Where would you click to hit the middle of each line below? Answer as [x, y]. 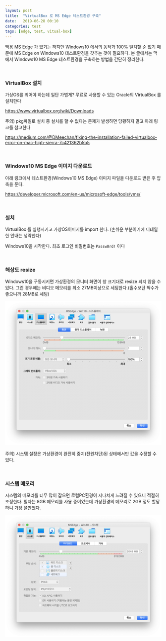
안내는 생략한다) [26, 236]
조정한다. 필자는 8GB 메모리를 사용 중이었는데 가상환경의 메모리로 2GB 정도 [78, 502]
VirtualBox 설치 [24, 83]
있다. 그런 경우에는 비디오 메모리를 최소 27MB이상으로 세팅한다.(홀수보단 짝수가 [82, 288]
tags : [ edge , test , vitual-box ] [38, 32]
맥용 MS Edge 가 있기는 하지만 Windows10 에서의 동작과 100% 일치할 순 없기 [81, 47]
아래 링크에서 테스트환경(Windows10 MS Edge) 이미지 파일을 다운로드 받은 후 [81, 178]
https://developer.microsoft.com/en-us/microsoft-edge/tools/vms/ [73, 194]
